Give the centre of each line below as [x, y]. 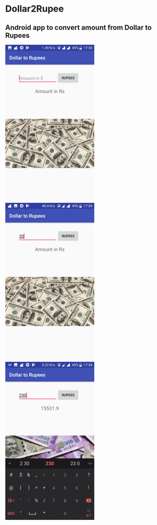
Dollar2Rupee [35, 9]
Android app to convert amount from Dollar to [78, 28]
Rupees [17, 35]
